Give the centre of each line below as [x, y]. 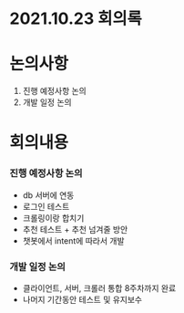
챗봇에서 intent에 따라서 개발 [73, 240]
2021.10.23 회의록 [76, 19]
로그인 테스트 [46, 206]
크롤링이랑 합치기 [53, 218]
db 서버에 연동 [48, 195]
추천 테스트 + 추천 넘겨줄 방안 [75, 229]
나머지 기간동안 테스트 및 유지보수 [82, 299]
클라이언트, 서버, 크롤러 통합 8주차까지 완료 [99, 287]
